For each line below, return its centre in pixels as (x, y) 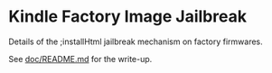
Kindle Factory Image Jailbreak (128, 17)
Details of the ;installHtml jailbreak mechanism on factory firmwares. (136, 41)
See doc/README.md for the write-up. (80, 59)
